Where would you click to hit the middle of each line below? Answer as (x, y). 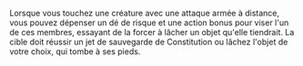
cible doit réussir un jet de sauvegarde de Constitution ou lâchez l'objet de (149, 42)
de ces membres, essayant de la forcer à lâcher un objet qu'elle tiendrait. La (152, 32)
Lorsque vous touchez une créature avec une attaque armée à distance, (145, 13)
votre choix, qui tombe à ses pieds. (75, 52)
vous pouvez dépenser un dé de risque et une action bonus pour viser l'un (149, 23)
